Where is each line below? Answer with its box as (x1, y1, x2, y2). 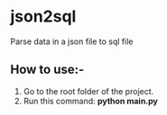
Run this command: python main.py (23, 95, 159, 106)
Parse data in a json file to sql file (10, 36, 134, 47)
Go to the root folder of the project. (23, 85, 154, 96)
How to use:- (10, 62, 85, 77)
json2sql (10, 6, 77, 27)
